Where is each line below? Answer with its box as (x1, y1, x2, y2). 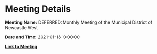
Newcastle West (5, 24, 38, 30)
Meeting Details (5, 3, 71, 15)
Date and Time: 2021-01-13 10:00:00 (5, 34, 80, 40)
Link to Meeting (5, 43, 38, 49)
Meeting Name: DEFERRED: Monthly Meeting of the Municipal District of (5, 19, 153, 25)
